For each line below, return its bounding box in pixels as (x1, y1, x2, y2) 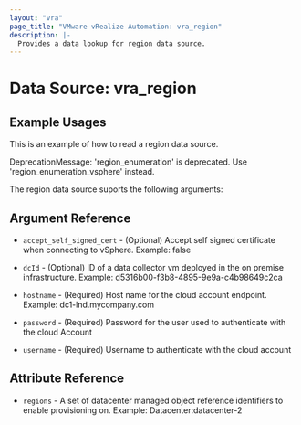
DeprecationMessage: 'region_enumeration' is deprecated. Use (9, 156, 248, 167)
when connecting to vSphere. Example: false (22, 244, 192, 256)
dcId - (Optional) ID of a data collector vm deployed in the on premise (22, 262, 285, 273)
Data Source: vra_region (9, 79, 198, 99)
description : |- (9, 30, 71, 39)
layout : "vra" (9, 13, 64, 23)
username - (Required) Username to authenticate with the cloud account (22, 345, 292, 356)
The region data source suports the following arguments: (9, 184, 223, 195)
